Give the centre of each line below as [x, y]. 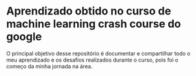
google [24, 37]
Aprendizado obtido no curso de [89, 11]
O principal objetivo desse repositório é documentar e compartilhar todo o [98, 53]
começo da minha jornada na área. [49, 66]
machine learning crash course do [94, 24]
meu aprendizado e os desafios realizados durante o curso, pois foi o [92, 60]
